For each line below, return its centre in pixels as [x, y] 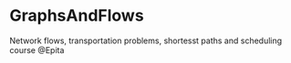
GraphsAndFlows [77, 16]
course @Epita [37, 49]
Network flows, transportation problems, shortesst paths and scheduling [146, 40]
